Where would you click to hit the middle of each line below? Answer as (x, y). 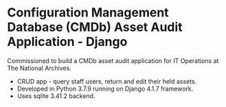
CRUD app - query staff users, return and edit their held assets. (107, 81)
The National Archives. (39, 68)
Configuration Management (88, 13)
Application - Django (67, 42)
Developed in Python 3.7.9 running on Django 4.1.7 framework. (105, 88)
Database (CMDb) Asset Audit (95, 27)
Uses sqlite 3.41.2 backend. (56, 96)
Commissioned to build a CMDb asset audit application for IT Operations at (113, 60)
